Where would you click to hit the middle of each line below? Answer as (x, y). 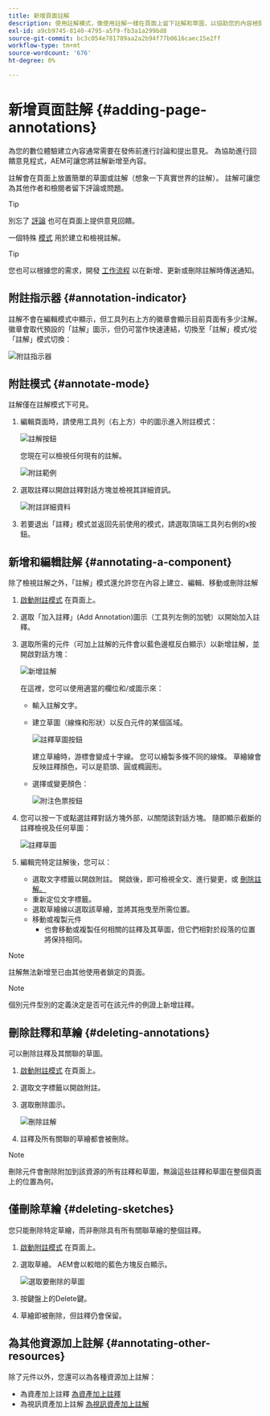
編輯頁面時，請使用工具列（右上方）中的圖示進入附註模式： (119, 422)
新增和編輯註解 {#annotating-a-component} (120, 562)
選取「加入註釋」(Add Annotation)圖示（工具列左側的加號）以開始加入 (136, 617)
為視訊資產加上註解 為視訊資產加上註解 (84, 1404)
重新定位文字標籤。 (64, 899)
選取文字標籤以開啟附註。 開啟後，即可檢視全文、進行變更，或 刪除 (143, 879)
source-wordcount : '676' (50, 53)
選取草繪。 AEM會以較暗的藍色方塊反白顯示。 (96, 1264)
